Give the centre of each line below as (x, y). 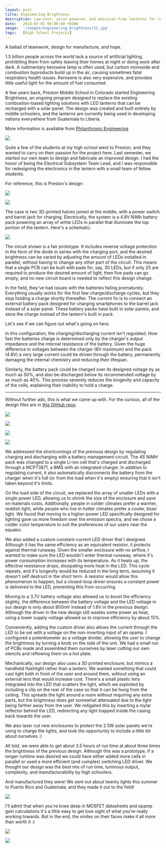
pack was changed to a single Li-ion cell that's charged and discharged (78, 462)
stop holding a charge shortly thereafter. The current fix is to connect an (79, 298)
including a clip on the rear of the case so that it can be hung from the (76, 690)
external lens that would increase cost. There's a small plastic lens (73, 679)
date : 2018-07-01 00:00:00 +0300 (42, 24)
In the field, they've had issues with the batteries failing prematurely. (75, 288)
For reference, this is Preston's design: (44, 183)
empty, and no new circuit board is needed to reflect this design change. (79, 278)
